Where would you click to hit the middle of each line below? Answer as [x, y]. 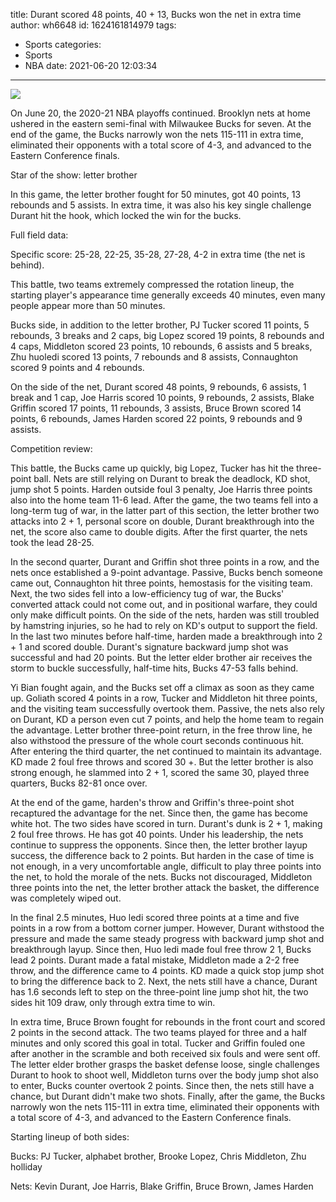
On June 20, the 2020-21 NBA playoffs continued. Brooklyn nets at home [160, 113]
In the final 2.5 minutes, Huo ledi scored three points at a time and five [155, 917]
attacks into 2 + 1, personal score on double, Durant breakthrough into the [162, 521]
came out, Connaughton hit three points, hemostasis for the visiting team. [161, 583]
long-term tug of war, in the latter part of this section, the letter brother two [165, 510]
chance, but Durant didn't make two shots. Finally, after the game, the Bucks [168, 1096]
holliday [26, 1167]
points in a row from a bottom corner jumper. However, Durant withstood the [167, 928]
